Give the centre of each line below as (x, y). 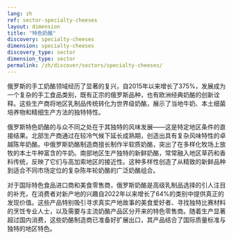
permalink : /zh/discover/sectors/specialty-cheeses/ (85, 65)
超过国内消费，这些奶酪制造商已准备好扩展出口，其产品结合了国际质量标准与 (116, 220)
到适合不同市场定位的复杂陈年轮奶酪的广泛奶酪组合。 (83, 170)
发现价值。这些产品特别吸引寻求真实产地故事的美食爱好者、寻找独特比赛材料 (116, 202)
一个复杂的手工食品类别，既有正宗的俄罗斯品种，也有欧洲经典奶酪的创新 (110, 94)
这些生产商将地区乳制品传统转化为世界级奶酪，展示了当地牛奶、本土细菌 (122, 103)
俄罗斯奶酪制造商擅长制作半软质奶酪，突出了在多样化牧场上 (135, 144)
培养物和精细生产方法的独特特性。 (56, 112)
